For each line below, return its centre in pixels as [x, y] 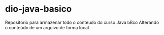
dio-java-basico [38, 9]
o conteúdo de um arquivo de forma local [47, 27]
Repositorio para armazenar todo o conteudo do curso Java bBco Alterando [82, 22]
